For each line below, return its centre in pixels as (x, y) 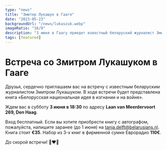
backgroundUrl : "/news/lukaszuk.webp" (45, 24)
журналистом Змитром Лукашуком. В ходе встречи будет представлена (83, 92)
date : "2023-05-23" (25, 19)
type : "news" (19, 10)
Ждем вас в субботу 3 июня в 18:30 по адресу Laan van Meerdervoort (80, 107)
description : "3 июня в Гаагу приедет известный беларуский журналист (80, 33)
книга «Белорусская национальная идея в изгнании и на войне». (74, 97)
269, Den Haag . (22, 112)
